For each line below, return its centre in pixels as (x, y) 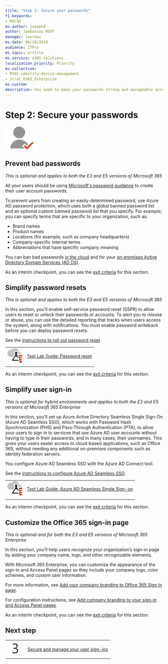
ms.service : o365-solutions (34, 58)
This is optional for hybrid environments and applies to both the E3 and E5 (82, 401)
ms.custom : (16, 84)
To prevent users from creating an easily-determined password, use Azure (82, 200)
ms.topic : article (24, 52)
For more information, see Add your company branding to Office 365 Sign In (84, 584)
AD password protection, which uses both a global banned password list (80, 205)
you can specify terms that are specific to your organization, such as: (77, 216)
